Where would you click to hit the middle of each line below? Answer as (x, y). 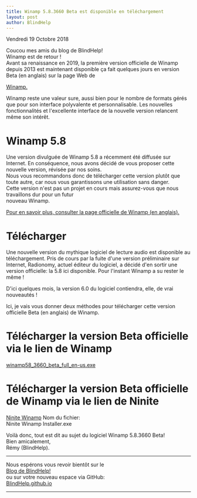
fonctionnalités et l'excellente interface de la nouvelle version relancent (92, 111)
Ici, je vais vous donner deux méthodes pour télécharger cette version (91, 306)
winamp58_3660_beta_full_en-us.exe (51, 365)
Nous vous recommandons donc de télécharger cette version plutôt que (93, 176)
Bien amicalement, (28, 442)
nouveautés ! (22, 295)
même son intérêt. (28, 117)
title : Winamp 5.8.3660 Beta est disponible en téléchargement (85, 11)
